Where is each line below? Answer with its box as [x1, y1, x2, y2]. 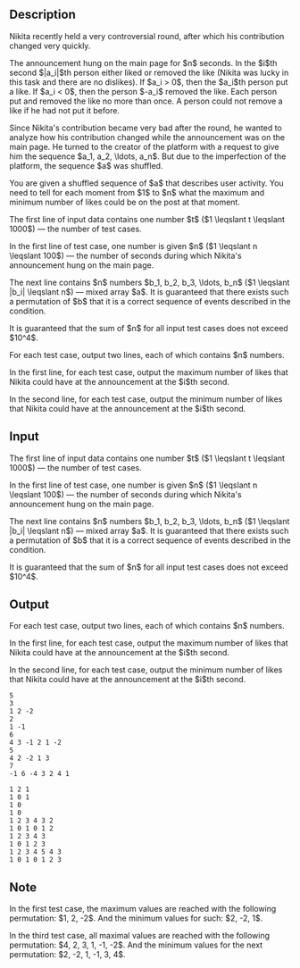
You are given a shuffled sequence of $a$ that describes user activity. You [9, 178, 284, 188]
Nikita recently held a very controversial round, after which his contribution [9, 30, 285, 41]
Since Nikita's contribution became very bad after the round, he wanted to [9, 122, 283, 133]
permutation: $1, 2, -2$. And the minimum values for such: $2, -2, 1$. [9, 913, 263, 923]
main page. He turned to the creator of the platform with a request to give [9, 141, 279, 152]
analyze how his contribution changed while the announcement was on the [9, 131, 286, 142]
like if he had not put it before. [9, 104, 121, 115]
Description [9, 7, 76, 22]
